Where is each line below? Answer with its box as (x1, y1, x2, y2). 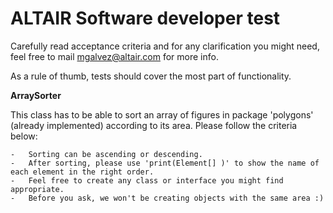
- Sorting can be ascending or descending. (10, 149, 203, 159)
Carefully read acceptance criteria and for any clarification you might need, (10, 40, 320, 52)
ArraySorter (10, 89, 62, 101)
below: (10, 130, 38, 142)
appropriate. (10, 184, 65, 194)
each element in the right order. (10, 167, 155, 177)
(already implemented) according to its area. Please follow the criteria (10, 119, 298, 131)
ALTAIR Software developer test (10, 7, 281, 30)
